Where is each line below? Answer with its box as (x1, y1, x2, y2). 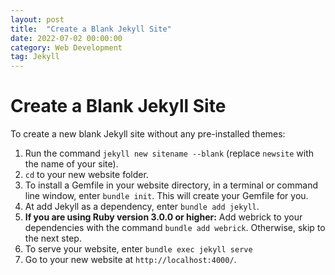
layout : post (10, 14, 65, 25)
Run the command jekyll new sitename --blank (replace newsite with (24, 147, 315, 160)
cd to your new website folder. (24, 169, 149, 181)
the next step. (24, 232, 82, 245)
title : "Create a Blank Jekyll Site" (10, 24, 172, 34)
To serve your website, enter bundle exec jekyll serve (24, 243, 253, 255)
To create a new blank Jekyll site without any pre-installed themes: (10, 128, 286, 140)
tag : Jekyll (10, 52, 60, 62)
